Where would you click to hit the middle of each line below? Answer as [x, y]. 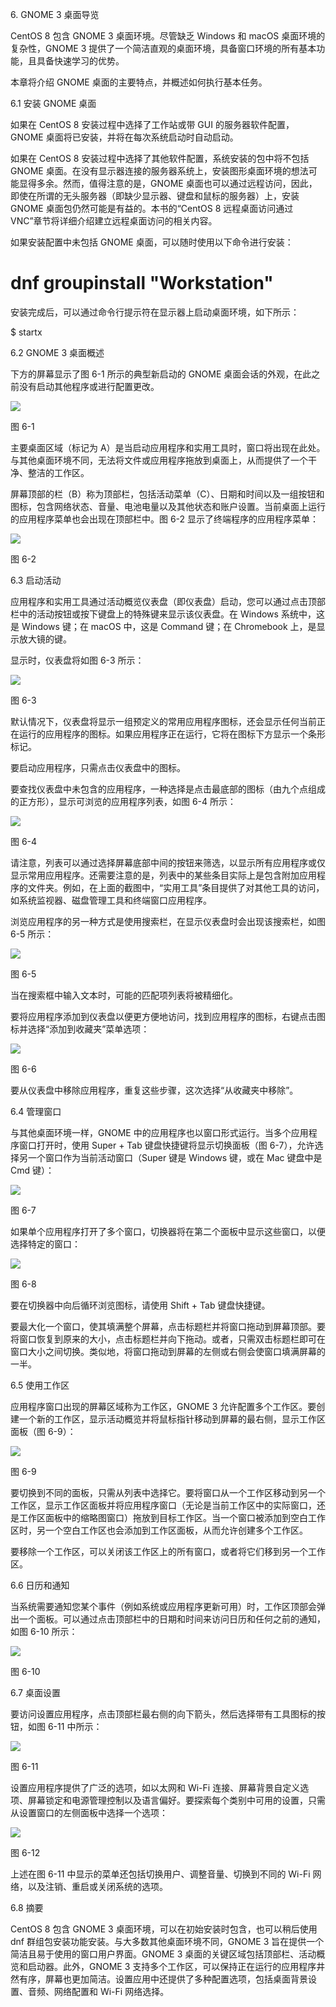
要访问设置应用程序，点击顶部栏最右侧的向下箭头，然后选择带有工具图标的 [163, 1714]
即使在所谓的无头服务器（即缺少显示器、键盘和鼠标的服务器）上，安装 [155, 196]
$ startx [26, 332]
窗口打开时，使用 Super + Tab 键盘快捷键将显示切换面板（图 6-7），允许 [166, 1145]
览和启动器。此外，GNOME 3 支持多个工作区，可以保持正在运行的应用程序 [163, 1966]
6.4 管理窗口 [36, 1111]
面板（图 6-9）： [43, 1431]
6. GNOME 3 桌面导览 [55, 14]
